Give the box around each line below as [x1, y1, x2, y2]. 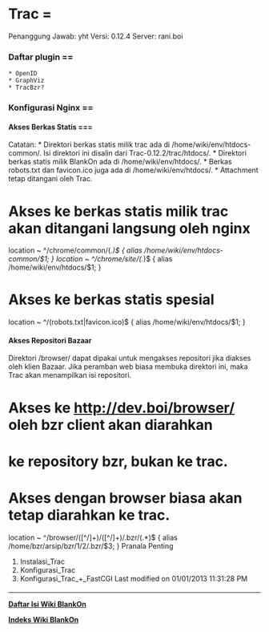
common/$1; [8, 254, 50, 264]
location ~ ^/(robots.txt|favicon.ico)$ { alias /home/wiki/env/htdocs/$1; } [8, 318, 246, 327]
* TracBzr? [8, 83, 45, 92]
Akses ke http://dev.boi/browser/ [8, 399, 235, 417]
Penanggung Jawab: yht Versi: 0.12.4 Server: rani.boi [8, 31, 183, 41]
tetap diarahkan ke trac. [8, 506, 171, 524]
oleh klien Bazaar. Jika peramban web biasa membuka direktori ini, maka [8, 362, 248, 371]
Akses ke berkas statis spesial [8, 290, 215, 309]
